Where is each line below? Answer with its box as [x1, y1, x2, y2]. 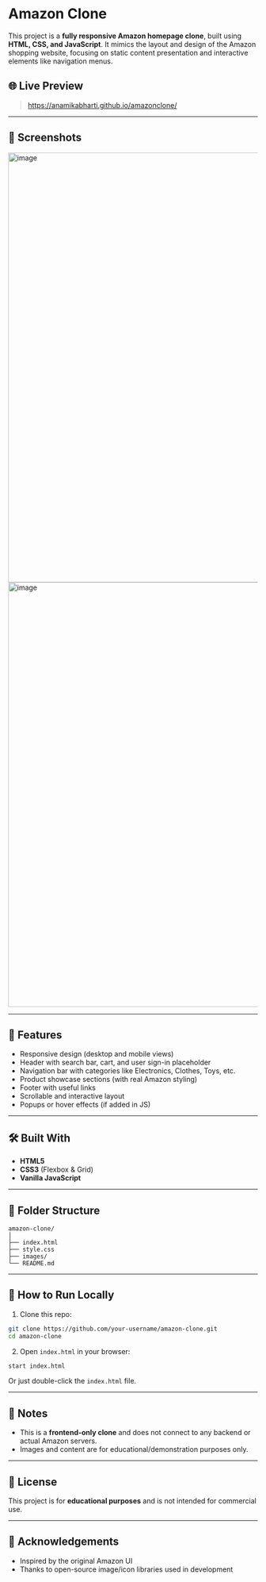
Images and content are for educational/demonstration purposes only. [19, 1445, 249, 1454]
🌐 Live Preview [8, 79, 84, 93]
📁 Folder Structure [8, 1203, 101, 1217]
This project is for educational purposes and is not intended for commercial [8, 1496, 257, 1506]
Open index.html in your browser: [19, 1346, 131, 1356]
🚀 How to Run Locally [8, 1288, 115, 1302]
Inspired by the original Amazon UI [19, 1556, 133, 1565]
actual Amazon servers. [19, 1436, 97, 1445]
